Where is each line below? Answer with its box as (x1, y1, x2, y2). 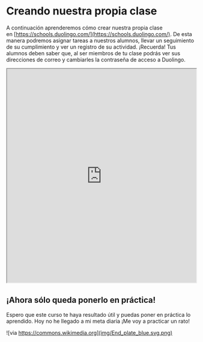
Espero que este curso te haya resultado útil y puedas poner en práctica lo (6, 311, 191, 318)
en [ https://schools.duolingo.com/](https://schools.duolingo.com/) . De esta (6, 30, 192, 37)
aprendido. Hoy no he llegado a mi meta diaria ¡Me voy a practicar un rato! (6, 317, 190, 325)
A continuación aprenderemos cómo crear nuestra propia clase (6, 24, 163, 31)
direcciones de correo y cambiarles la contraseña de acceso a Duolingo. (6, 56, 186, 63)
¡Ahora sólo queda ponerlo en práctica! (6, 295, 156, 305)
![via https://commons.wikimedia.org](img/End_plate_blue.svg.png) (6, 329, 173, 336)
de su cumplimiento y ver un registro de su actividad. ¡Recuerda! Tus (6, 43, 176, 50)
